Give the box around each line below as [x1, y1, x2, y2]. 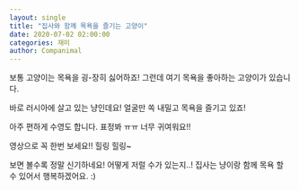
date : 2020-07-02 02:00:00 [9, 30, 110, 39]
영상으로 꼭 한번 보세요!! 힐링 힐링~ [9, 141, 132, 151]
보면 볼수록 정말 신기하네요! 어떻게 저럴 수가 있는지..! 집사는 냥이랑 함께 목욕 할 [9, 160, 285, 170]
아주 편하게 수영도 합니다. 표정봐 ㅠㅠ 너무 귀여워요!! [9, 122, 191, 133]
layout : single [9, 13, 66, 22]
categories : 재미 [9, 38, 70, 47]
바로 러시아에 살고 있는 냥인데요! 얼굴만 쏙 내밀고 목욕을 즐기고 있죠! [9, 102, 246, 113]
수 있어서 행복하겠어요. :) [9, 171, 96, 182]
